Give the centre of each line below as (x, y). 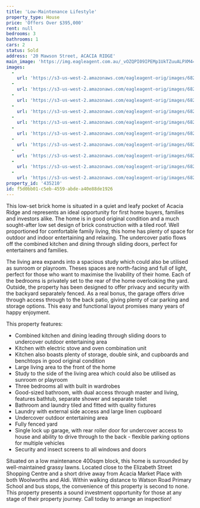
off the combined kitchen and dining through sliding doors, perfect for (92, 244)
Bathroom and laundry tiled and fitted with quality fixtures (85, 405)
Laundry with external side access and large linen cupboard (88, 411)
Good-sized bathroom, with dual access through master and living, (97, 392)
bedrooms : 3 (21, 34)
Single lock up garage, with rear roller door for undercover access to (99, 430)
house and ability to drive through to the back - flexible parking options (102, 437)
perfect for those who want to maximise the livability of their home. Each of (99, 274)
